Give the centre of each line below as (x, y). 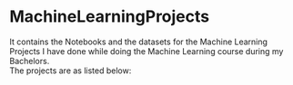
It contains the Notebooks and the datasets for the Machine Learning (139, 42)
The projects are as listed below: (71, 71)
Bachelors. (30, 61)
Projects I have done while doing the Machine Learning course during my (146, 51)
